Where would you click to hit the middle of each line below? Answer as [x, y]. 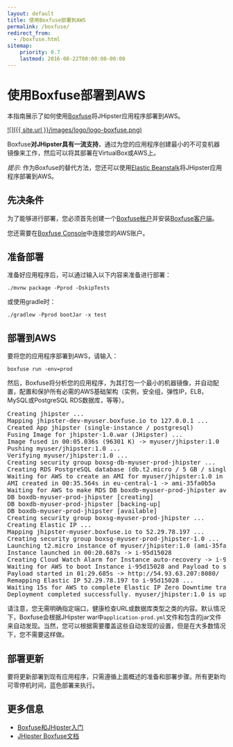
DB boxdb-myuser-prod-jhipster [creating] [80, 497]
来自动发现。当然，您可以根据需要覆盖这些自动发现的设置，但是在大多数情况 [116, 626]
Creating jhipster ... [46, 414]
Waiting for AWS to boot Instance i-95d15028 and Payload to [113, 567]
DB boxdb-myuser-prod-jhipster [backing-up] [84, 504]
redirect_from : [29, 33]
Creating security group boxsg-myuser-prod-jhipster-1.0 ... [113, 539]
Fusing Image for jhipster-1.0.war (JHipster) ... [95, 435]
